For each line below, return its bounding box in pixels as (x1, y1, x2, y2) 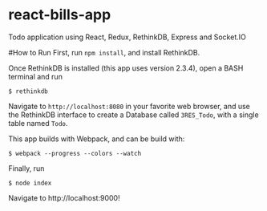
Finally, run (8, 163, 45, 173)
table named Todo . (8, 118, 68, 128)
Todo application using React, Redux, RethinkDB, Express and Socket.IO (8, 32, 246, 42)
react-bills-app (8, 6, 111, 24)
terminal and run (8, 71, 63, 81)
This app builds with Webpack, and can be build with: (8, 134, 185, 144)
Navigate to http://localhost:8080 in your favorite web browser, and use (8, 101, 251, 111)
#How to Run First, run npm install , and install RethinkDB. (8, 47, 200, 57)
